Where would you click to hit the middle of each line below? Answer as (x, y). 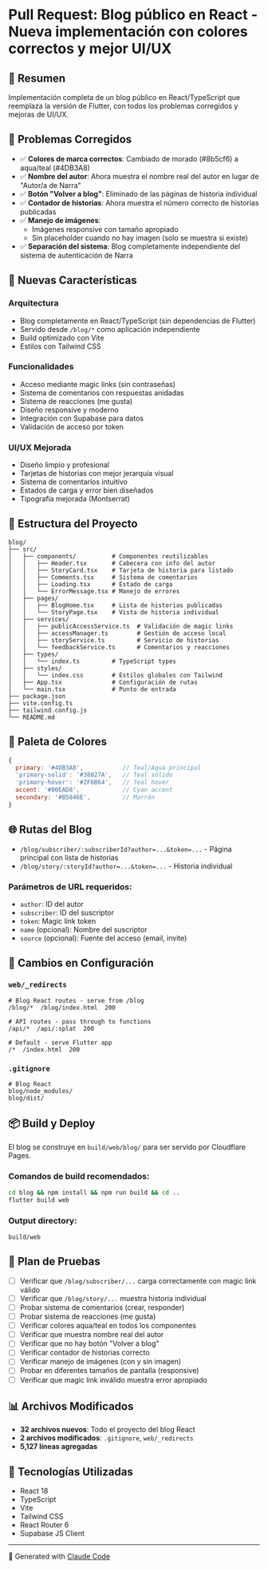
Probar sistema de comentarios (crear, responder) (102, 1307)
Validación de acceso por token (72, 426)
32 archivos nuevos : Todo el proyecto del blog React (107, 1430)
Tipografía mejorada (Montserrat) (75, 499)
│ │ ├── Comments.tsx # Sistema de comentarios (103, 577)
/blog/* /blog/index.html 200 (62, 1008)
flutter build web (39, 1200)
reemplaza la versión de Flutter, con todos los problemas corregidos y (123, 106)
